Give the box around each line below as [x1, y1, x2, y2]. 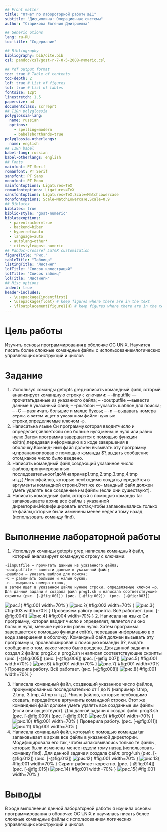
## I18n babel [5, 146, 35, 151]
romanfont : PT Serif [5, 169, 48, 174]
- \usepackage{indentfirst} [9, 294, 68, 300]
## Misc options [5, 280, 39, 285]
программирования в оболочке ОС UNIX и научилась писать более [5, 810, 149, 817]
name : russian [9, 118, 39, 123]
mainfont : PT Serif [5, 164, 46, 169]
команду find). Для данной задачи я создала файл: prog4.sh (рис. [12, 750, 152, 756]
